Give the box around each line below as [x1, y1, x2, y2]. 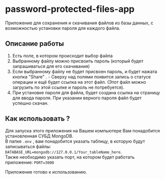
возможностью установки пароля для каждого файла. [5, 25, 120, 31]
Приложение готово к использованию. [5, 169, 88, 175]
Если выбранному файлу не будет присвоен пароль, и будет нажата [12, 68, 158, 74]
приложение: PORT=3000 [5, 159, 55, 165]
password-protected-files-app [5, 3, 135, 15]
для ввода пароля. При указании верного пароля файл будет [12, 95, 142, 101]
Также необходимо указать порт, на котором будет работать [5, 154, 135, 160]
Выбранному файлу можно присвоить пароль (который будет [12, 58, 144, 64]
